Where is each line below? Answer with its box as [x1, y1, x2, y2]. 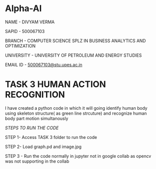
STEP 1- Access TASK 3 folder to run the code [5, 134, 97, 140]
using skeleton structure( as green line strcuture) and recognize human [5, 110, 147, 116]
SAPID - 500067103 [5, 28, 45, 34]
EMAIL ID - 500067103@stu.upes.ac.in [5, 62, 82, 68]
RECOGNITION [5, 89, 65, 100]
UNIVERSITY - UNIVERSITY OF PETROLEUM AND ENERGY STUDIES [5, 52, 142, 58]
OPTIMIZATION [5, 43, 36, 49]
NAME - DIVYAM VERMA [5, 19, 55, 25]
